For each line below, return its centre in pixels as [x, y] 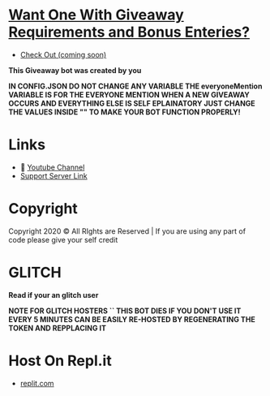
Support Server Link [54, 175]
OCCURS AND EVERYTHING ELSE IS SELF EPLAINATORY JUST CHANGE [132, 103]
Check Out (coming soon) [63, 54]
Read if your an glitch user [54, 295]
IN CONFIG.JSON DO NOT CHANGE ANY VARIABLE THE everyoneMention [135, 86]
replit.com [37, 383]
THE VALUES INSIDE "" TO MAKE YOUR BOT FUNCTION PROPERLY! [124, 112]
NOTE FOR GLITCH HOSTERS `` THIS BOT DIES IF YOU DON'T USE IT [125, 311]
